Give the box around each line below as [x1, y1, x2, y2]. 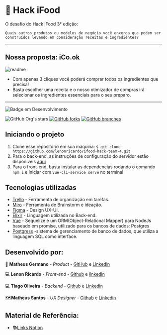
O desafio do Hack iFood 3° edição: [5, 21, 79, 27]
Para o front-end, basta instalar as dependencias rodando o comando [12, 164, 156, 170]
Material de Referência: [5, 311, 79, 320]
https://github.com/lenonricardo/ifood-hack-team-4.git [12, 149, 131, 154]
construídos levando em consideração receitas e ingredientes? [5, 35, 139, 40]
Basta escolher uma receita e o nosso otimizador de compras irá [12, 87, 145, 93]
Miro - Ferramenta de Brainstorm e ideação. [12, 202, 103, 208]
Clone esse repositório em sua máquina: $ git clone [12, 143, 121, 149]
